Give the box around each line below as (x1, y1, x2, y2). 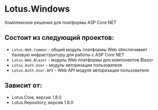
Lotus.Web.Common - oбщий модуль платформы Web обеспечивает (11, 46, 147, 52)
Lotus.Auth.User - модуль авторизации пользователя (11, 62, 122, 68)
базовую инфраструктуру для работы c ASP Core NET (11, 52, 125, 57)
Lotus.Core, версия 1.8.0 (11, 94, 62, 100)
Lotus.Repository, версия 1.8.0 (11, 99, 74, 105)
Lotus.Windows (4, 3, 70, 15)
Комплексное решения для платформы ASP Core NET (4, 19, 117, 25)
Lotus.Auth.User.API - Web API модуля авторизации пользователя (11, 67, 149, 73)
